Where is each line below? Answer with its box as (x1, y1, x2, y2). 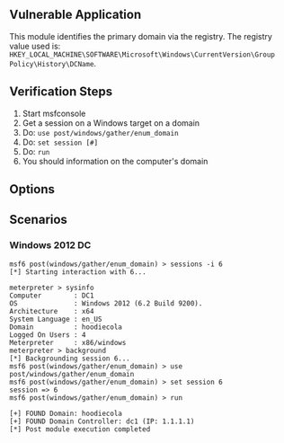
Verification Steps (9, 84, 113, 100)
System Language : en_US (9, 315, 102, 323)
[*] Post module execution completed (9, 424, 151, 434)
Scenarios (9, 212, 67, 227)
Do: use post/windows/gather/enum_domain (22, 127, 179, 137)
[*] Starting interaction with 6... (9, 267, 146, 277)
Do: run (22, 146, 50, 156)
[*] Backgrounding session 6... (9, 354, 130, 363)
